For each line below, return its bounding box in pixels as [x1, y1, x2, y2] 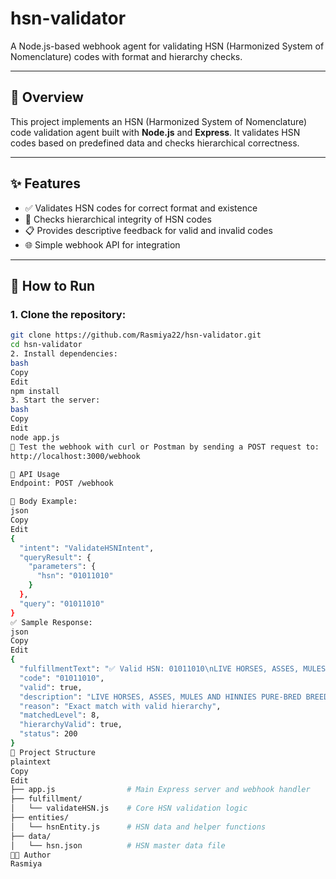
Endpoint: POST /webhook [10, 478, 114, 489]
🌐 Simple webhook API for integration [24, 238, 181, 251]
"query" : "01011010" [19, 598, 105, 609]
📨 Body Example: [10, 497, 78, 507]
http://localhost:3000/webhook [10, 451, 141, 461]
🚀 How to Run [10, 277, 96, 294]
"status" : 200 [19, 729, 78, 739]
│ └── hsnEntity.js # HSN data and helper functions [10, 822, 267, 832]
